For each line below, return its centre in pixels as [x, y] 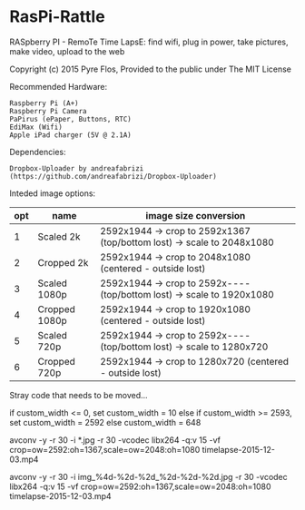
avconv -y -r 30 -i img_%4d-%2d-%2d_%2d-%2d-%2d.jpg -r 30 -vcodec [148, 476]
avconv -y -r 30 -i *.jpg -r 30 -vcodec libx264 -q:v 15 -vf [115, 440]
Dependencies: [38, 152]
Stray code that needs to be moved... [79, 395]
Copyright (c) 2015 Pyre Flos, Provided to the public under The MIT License [151, 69]
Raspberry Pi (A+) [44, 103]
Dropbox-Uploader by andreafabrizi [77, 168]
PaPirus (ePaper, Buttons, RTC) [70, 119]
